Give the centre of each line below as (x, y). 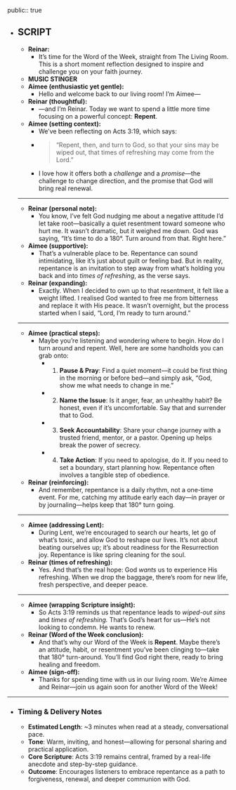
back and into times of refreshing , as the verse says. (114, 275)
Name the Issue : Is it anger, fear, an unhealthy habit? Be (141, 400)
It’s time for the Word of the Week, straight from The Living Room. (133, 56)
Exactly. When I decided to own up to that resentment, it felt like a (133, 290)
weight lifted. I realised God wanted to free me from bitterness (129, 298)
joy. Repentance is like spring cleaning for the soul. (112, 555)
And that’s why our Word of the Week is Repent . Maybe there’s (129, 642)
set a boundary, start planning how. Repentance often (137, 467)
